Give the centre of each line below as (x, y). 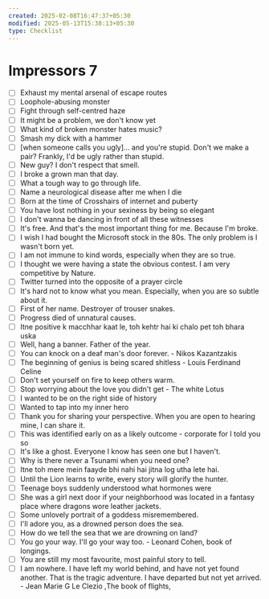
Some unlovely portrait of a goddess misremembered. (109, 515)
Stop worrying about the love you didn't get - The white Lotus (122, 389)
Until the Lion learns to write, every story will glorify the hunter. (124, 478)
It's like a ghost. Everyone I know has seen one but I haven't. (120, 452)
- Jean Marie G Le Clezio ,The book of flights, (95, 586)
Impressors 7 (53, 70)
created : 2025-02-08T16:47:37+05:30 (69, 16)
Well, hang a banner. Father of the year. (85, 344)
